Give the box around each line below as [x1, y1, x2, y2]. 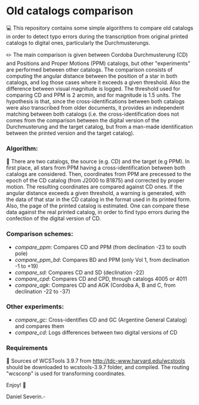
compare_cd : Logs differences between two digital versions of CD [14, 329, 178, 336]
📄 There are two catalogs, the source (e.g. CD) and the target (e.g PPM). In [6, 158, 190, 165]
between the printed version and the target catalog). [6, 129, 135, 137]
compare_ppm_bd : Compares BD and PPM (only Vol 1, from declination [14, 256, 189, 263]
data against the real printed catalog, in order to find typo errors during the [6, 209, 189, 216]
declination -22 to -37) [14, 287, 70, 295]
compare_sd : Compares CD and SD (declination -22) [14, 268, 145, 276]
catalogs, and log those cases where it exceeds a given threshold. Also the [6, 79, 190, 86]
